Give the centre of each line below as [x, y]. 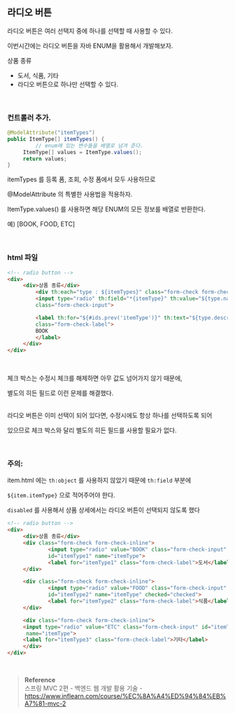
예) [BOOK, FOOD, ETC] [41, 224]
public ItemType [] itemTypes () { [56, 139]
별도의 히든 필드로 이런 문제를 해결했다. [60, 393]
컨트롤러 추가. [29, 118]
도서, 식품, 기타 [38, 75]
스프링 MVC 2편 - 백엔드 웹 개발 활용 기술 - [84, 688]
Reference [40, 680]
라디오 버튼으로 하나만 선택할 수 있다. [68, 84]
